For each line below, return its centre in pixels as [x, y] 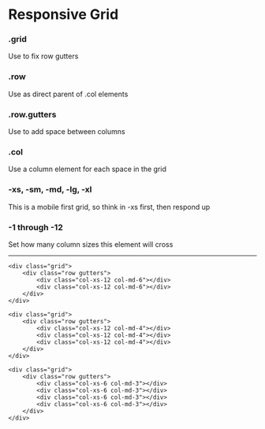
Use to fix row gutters [43, 56]
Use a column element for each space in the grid [88, 169]
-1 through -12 [35, 227]
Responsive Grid [63, 15]
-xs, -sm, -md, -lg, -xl [50, 189]
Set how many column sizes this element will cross [91, 244]
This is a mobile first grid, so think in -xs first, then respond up [109, 207]
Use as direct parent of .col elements [68, 94]
